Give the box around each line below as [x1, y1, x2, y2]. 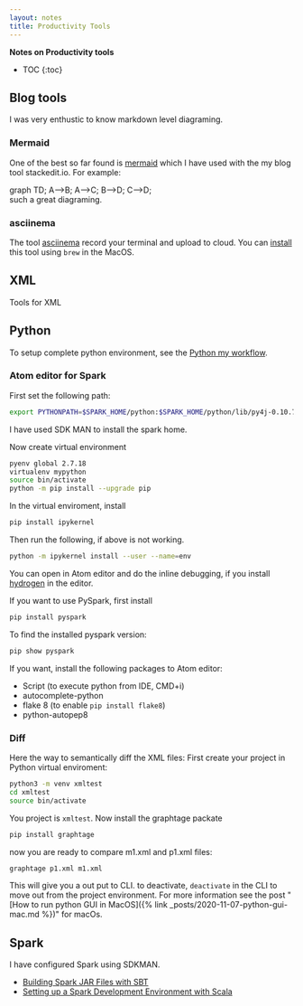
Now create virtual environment [9, 441, 127, 452]
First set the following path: [9, 390, 111, 400]
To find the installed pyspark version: [9, 629, 147, 640]
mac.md [9, 909, 40, 920]
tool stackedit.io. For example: [9, 166, 122, 177]
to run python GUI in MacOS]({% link [31, 899, 169, 910]
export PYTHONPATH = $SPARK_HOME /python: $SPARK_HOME [9, 408, 204, 417]
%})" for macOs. [41, 909, 103, 920]
